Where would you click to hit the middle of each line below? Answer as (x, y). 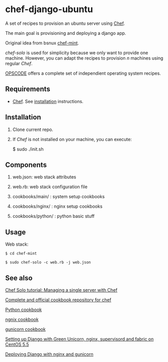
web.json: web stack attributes (44, 177)
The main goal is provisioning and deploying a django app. (66, 33)
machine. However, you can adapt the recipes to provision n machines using (84, 58)
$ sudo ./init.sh (28, 149)
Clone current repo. (33, 129)
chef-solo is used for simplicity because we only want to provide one (77, 53)
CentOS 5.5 (17, 344)
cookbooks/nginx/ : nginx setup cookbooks (57, 206)
